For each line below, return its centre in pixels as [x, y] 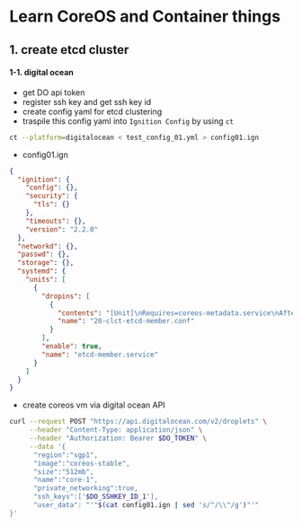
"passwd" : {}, [44, 254]
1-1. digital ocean [42, 73]
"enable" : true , [72, 346]
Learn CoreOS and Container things [145, 17]
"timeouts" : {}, [56, 221]
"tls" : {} [51, 205]
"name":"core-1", [66, 480]
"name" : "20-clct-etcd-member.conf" [126, 321]
